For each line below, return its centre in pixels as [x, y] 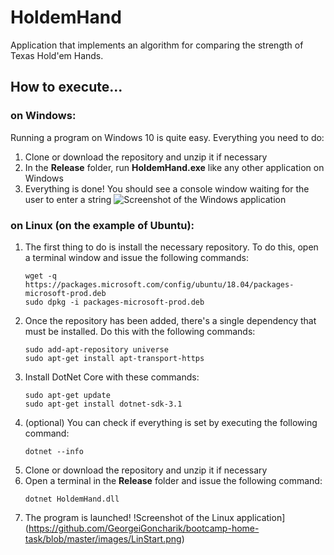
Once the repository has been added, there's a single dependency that [170, 320]
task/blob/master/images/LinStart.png [103, 538]
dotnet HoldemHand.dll [72, 499]
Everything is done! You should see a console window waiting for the [167, 188]
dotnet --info [54, 451]
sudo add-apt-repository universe [96, 349]
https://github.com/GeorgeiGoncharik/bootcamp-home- [144, 528]
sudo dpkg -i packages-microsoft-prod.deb [114, 302]
